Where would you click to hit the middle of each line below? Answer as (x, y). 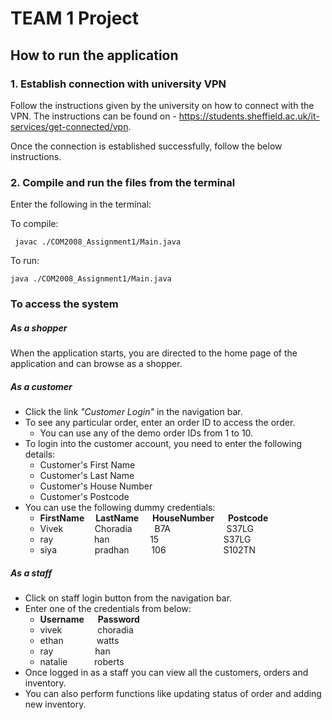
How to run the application (94, 55)
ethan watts (79, 640)
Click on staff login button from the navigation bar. (128, 598)
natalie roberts (82, 661)
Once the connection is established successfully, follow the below (146, 146)
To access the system (64, 304)
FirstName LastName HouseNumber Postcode (154, 518)
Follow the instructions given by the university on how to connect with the (162, 105)
